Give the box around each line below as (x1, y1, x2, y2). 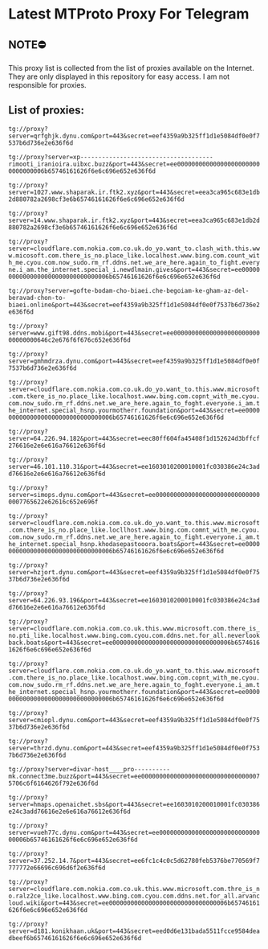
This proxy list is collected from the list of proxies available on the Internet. (8, 64, 254, 72)
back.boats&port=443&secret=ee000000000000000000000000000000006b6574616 (8, 639, 261, 647)
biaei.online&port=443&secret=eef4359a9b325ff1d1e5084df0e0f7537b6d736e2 (8, 301, 261, 309)
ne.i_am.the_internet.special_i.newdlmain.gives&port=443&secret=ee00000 (8, 265, 261, 273)
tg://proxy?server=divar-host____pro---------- (8, 765, 171, 773)
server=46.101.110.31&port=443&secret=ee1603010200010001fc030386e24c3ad (8, 462, 261, 470)
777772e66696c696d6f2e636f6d (8, 864, 106, 872)
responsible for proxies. (8, 80, 87, 89)
